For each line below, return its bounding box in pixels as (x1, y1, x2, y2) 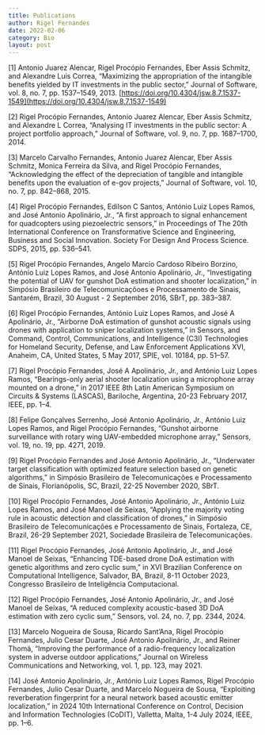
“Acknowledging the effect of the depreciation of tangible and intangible (8, 170, 244, 179)
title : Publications (8, 11, 77, 20)
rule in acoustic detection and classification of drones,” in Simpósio (8, 514, 228, 523)
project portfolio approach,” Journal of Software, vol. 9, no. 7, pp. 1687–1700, (8, 129, 258, 139)
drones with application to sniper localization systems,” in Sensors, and (8, 325, 240, 335)
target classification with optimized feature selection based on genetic (8, 464, 237, 474)
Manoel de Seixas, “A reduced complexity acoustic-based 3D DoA (8, 603, 224, 613)
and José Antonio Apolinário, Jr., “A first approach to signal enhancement (8, 210, 248, 220)
